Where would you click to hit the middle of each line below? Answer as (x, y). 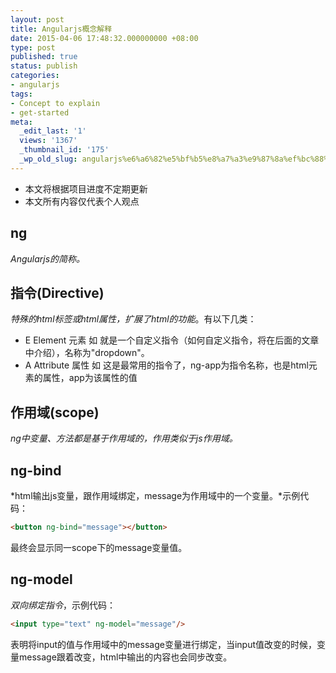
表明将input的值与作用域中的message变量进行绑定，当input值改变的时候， (163, 644)
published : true (44, 57)
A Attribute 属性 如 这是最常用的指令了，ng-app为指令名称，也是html (166, 365)
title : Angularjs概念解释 (61, 29)
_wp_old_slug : (48, 159)
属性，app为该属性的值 (90, 378)
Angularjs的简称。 (48, 258)
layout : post (37, 19)
